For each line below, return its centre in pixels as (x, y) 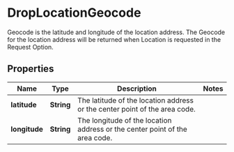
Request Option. (30, 47)
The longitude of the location (125, 120)
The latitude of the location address (135, 100)
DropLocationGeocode (74, 13)
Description (137, 89)
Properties (31, 69)
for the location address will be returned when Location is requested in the (114, 39)
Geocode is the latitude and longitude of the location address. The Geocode (116, 32)
